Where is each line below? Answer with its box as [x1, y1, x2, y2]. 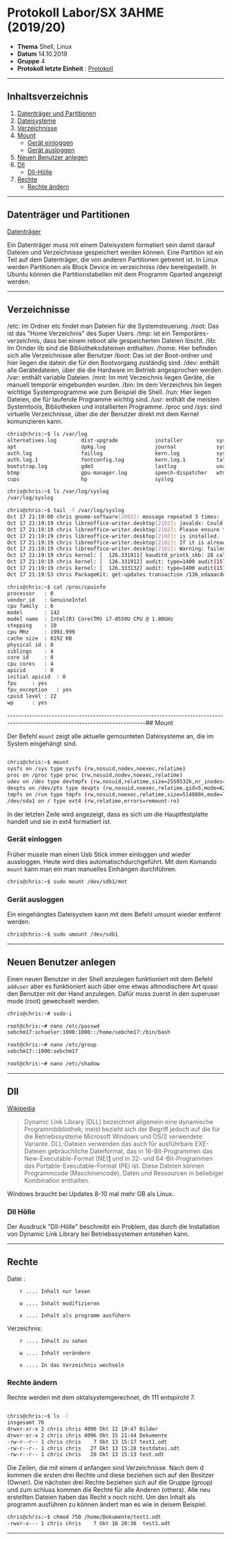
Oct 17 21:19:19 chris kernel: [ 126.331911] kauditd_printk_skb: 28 [7, 552, 214, 559]
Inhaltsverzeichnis [7, 91, 89, 103]
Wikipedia [7, 1104, 36, 1112]
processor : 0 [7, 590, 54, 597]
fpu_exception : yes [7, 686, 72, 693]
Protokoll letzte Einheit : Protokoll [16, 64, 113, 72]
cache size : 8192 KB [7, 635, 72, 642]
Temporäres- [171, 329, 209, 337]
